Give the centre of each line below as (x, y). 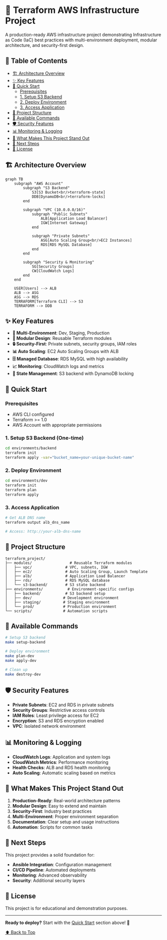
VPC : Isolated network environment (49, 726)
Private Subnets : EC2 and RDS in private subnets (63, 705)
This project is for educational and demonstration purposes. (67, 908)
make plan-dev (20, 656)
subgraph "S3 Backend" (46, 188)
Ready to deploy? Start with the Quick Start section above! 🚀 (68, 923)
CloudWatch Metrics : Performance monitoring (60, 762)
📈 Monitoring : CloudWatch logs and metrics (58, 366)
